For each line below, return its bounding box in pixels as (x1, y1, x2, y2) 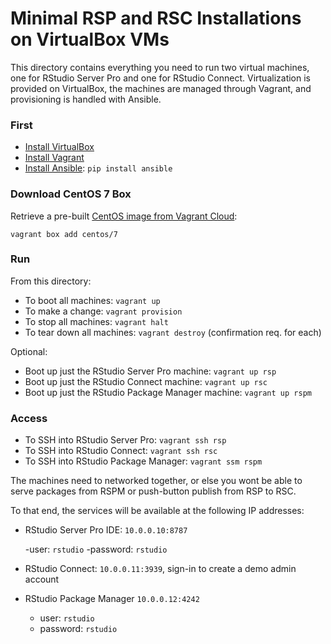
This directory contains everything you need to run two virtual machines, (10, 61, 310, 73)
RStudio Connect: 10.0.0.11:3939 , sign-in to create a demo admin (24, 563, 297, 575)
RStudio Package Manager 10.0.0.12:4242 (24, 593, 200, 605)
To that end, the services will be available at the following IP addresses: (10, 505, 305, 517)
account (24, 573, 60, 586)
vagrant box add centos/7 (10, 229, 118, 239)
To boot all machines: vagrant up (24, 294, 161, 306)
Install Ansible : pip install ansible (24, 162, 173, 174)
